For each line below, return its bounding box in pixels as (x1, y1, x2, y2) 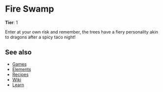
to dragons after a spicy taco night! (5, 34, 76, 40)
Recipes (12, 72, 29, 77)
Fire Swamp (5, 3, 54, 15)
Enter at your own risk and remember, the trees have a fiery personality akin (5, 29, 158, 35)
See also (5, 48, 32, 56)
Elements (12, 66, 31, 72)
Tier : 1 (5, 19, 18, 25)
